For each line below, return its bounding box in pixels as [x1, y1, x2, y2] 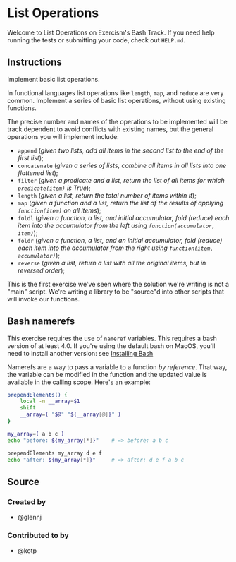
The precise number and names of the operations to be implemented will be [7, 117, 228, 126]
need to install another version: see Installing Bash [7, 349, 154, 357]
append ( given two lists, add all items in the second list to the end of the [17, 146, 224, 155]
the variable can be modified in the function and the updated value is [7, 370, 208, 378]
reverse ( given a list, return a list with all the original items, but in [17, 258, 206, 267]
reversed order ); [17, 266, 66, 275]
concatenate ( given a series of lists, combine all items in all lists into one [17, 161, 227, 169]
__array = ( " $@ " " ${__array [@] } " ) [20, 411, 121, 418]
